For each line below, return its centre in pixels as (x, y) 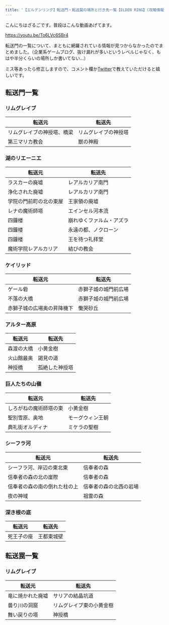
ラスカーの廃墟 (25, 182)
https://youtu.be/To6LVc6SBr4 (37, 35)
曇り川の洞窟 (23, 605)
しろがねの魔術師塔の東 (36, 408)
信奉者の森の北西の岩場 (111, 487)
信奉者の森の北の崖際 (33, 477)
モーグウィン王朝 (89, 417)
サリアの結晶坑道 (73, 596)
